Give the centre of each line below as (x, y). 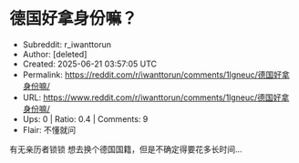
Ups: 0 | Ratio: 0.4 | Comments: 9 (85, 118)
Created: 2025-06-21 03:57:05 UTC (90, 64)
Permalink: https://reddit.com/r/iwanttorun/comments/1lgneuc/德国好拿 (156, 75)
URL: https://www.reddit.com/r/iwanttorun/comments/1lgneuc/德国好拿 (156, 97)
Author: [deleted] (55, 54)
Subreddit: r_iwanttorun (67, 44)
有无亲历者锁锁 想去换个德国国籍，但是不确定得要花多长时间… (126, 149)
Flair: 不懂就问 (49, 129)
